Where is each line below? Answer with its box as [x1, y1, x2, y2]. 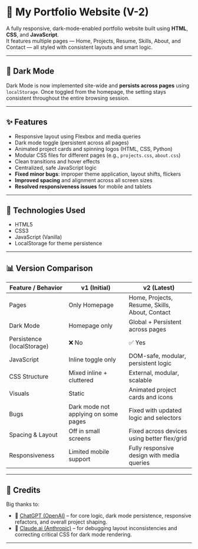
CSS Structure [9, 373, 49, 381]
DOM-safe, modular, [128, 352, 187, 360]
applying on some [68, 410, 118, 418]
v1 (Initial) [81, 284, 111, 292]
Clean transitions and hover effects [14, 157, 100, 165]
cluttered [68, 376, 94, 384]
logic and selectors [128, 414, 181, 422]
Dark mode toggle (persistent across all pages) [14, 139, 129, 146]
